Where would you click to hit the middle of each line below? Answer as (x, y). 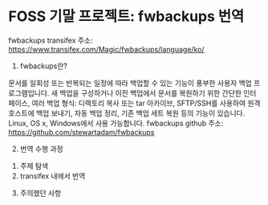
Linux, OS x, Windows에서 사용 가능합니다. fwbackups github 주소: (116, 123)
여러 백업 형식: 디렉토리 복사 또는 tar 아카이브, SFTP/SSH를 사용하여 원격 (146, 103)
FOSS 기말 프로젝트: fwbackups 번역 (126, 16)
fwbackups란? (44, 66)
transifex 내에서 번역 (53, 176)
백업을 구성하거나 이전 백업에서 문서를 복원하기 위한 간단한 (151, 92)
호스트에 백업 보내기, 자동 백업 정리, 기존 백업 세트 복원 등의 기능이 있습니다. (127, 113)
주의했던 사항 (41, 193)
